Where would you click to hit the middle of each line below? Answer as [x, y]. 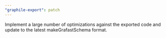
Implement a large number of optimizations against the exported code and [83, 24]
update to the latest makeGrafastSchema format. [56, 30]
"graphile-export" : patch [32, 10]
